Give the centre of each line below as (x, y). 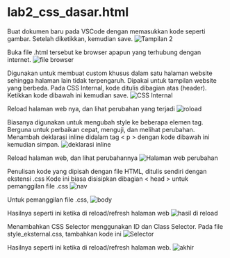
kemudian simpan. (34, 144)
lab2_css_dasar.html (68, 12)
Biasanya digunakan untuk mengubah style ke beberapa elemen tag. (105, 122)
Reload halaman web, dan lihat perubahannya (72, 158)
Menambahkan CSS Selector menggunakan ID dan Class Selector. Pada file (115, 226)
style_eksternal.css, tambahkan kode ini (64, 234)
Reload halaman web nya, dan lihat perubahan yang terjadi (91, 108)
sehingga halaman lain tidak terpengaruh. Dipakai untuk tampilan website (112, 80)
